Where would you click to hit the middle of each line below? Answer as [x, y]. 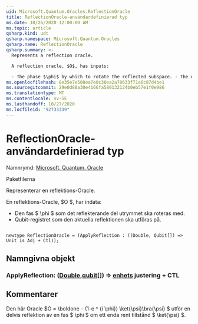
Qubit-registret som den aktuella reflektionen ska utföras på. [88, 219]
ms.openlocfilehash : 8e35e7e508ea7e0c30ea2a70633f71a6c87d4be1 [85, 82]
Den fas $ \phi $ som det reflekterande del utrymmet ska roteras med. [100, 213]
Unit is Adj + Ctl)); [33, 240]
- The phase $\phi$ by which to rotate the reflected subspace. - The [100, 77]
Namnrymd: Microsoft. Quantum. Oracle [55, 167]
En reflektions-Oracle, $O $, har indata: [54, 201]
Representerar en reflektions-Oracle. [51, 190]
